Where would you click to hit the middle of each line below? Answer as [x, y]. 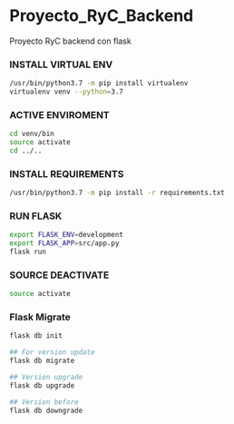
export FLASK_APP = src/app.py [64, 243]
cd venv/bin [32, 134]
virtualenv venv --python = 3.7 [67, 92]
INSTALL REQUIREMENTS [67, 173]
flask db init [36, 336]
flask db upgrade [42, 385]
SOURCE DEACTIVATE [59, 275]
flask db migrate [42, 361]
